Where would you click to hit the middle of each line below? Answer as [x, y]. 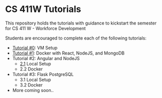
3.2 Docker [31, 85]
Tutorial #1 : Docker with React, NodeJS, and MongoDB [68, 53]
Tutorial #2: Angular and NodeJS [46, 58]
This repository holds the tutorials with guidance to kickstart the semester [81, 23]
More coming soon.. [33, 90]
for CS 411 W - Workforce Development [46, 28]
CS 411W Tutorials [43, 9]
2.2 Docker [31, 69]
